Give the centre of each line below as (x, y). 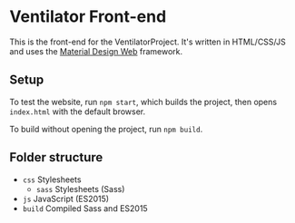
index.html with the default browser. (78, 111)
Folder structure (56, 157)
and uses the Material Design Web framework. (96, 51)
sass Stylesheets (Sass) (80, 189)
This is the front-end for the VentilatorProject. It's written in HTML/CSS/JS (147, 42)
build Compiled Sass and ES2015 (85, 208)
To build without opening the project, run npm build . (106, 129)
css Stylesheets (52, 179)
